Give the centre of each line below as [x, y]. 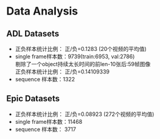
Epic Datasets [33, 99]
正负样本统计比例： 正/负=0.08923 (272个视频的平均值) [85, 114]
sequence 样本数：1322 [45, 79]
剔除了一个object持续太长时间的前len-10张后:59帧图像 [83, 64]
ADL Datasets [33, 34]
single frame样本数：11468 [49, 121]
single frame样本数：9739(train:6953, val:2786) [75, 56]
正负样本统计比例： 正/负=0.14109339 [62, 72]
